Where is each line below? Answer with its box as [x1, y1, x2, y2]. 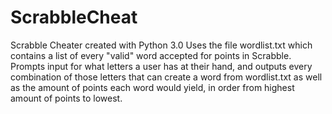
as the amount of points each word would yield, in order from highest [10, 81, 295, 93]
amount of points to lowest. [10, 92, 123, 104]
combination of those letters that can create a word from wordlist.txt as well [10, 71, 323, 83]
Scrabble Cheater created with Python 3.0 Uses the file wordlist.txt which [10, 39, 313, 51]
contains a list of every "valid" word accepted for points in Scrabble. [10, 49, 292, 61]
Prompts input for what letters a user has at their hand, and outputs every [10, 60, 313, 72]
